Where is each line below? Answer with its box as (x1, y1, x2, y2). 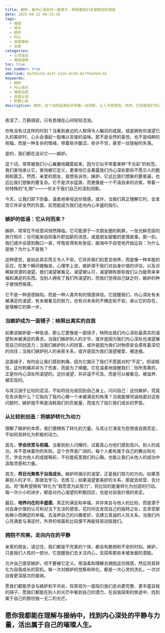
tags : (5, 16, 16, 21)
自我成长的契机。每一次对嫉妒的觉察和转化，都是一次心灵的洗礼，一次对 (13, 567, 160, 573)
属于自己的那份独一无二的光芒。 (5, 596, 70, 602)
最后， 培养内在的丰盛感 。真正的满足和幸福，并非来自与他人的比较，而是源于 (5, 500, 160, 506)
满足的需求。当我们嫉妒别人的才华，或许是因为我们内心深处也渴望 (22, 335, 156, 342)
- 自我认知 (9, 94, 29, 99)
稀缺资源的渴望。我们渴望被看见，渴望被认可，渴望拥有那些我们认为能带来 (5, 269, 156, 275)
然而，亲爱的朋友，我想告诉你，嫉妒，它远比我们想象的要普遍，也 (26, 173, 160, 179)
